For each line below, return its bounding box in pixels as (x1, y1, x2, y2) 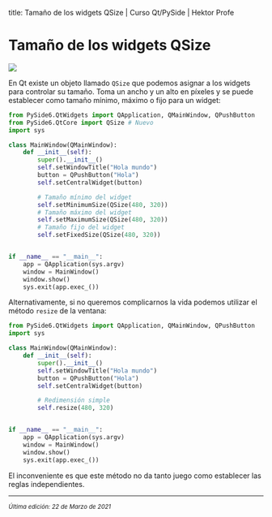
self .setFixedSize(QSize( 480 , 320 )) (37, 231, 161, 239)
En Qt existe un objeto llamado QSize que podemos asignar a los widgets (8, 78, 251, 88)
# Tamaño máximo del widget (37, 208, 132, 217)
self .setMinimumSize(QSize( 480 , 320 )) (37, 200, 168, 209)
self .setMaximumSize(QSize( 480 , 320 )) (37, 216, 168, 224)
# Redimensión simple (37, 396, 111, 405)
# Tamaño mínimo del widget (37, 193, 132, 201)
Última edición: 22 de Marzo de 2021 (8, 502, 112, 511)
